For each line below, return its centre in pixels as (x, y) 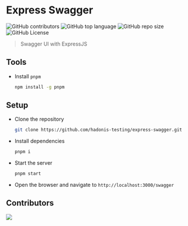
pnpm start (28, 174)
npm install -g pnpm (39, 87)
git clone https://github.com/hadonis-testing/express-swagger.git (98, 130)
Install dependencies (40, 141)
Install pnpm (28, 76)
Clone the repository (39, 119)
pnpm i (22, 152)
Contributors (30, 203)
